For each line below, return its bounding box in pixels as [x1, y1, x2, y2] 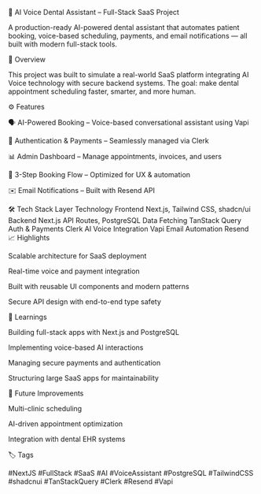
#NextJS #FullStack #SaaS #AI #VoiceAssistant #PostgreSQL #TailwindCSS [8, 469, 254, 477]
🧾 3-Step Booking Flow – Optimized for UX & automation [8, 170, 191, 179]
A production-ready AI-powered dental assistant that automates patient [8, 23, 240, 32]
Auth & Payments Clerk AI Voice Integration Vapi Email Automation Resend [8, 225, 249, 233]
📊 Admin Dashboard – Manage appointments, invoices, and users [8, 152, 222, 161]
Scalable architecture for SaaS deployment [8, 251, 147, 260]
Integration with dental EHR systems [8, 434, 126, 444]
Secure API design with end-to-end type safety [8, 297, 161, 306]
